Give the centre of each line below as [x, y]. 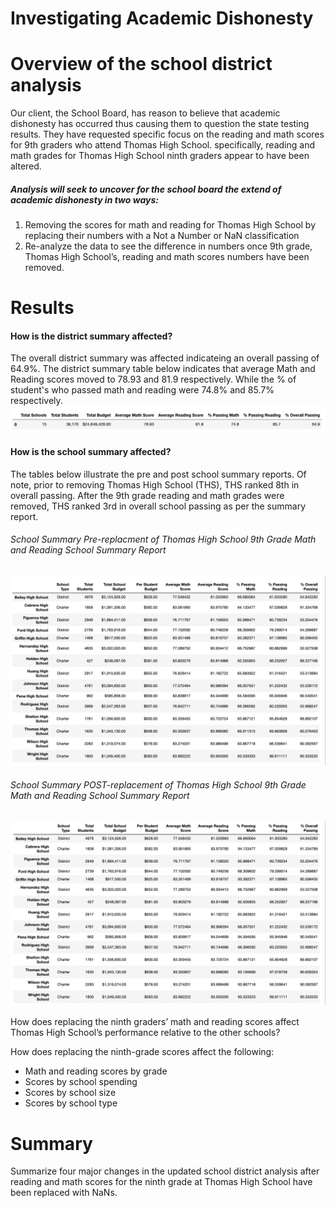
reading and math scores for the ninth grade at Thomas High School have [161, 1182]
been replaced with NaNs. [64, 1193]
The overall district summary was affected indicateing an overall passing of [165, 358]
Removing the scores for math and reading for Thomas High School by [170, 225]
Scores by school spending [81, 1082]
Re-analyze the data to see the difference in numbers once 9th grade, [168, 246]
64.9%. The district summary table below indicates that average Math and [163, 369]
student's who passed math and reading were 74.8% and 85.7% [142, 390]
